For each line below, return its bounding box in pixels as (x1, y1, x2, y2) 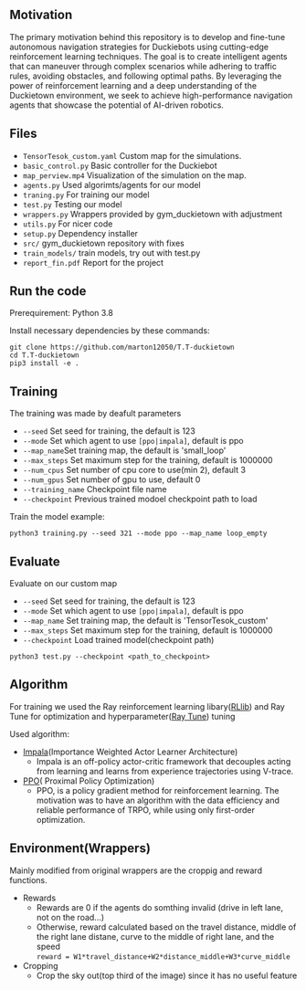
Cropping (22, 960, 58, 971)
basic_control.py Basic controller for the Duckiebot (22, 160, 217, 171)
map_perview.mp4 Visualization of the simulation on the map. (22, 169, 247, 181)
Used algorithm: (9, 728, 70, 739)
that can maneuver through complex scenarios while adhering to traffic (9, 60, 277, 71)
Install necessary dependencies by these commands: (9, 325, 210, 336)
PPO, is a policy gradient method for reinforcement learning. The (36, 785, 280, 795)
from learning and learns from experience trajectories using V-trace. (36, 765, 294, 776)
